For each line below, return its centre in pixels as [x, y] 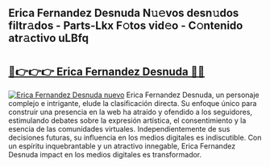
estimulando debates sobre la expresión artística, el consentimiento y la [127, 120]
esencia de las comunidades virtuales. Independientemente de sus [119, 129]
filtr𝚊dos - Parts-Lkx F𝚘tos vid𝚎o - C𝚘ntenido [126, 26]
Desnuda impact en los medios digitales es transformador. [105, 155]
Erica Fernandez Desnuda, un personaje [193, 95]
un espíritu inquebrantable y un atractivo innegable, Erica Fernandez [122, 146]
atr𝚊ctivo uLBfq [49, 38]
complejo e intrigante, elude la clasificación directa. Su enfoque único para [133, 103]
